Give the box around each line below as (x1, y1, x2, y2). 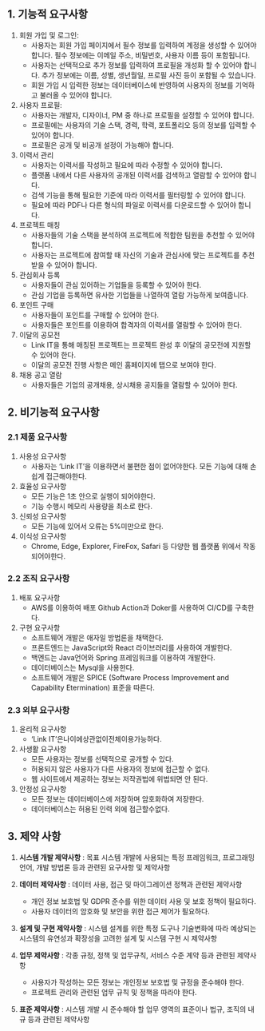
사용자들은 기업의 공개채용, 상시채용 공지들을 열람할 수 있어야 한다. (30, 380, 238, 389)
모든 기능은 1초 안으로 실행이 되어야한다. (30, 491, 156, 501)
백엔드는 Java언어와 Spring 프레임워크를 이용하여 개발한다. (30, 652, 216, 662)
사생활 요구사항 (18, 744, 67, 754)
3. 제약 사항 (7, 830, 61, 843)
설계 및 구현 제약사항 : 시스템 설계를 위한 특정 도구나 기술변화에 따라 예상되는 (18, 923, 257, 933)
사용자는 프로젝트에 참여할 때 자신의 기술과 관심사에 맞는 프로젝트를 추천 (30, 250, 255, 260)
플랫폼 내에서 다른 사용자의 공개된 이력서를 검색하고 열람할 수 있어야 (30, 170, 243, 180)
